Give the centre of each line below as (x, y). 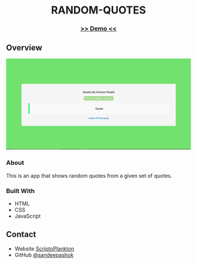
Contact (21, 234)
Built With (21, 191)
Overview (24, 48)
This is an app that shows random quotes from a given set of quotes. (89, 175)
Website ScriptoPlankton (44, 248)
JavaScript (28, 216)
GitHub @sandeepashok (44, 255)
